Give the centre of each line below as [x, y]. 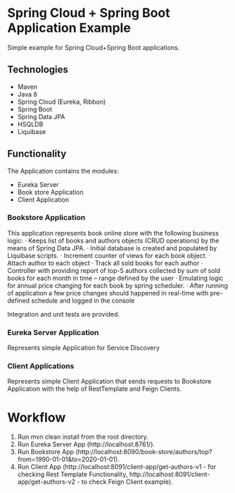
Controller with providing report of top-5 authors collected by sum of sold [114, 270]
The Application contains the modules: [63, 171]
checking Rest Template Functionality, [72, 475]
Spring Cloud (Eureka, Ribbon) [62, 102]
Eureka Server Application [53, 332]
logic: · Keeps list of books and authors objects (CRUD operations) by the [113, 241]
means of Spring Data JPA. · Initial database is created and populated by [112, 248]
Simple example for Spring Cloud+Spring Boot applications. [94, 47]
